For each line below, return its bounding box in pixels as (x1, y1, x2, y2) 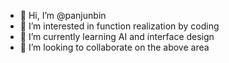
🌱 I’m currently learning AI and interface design (19, 31, 215, 42)
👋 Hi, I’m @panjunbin (19, 10, 107, 21)
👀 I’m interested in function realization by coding (19, 20, 220, 32)
